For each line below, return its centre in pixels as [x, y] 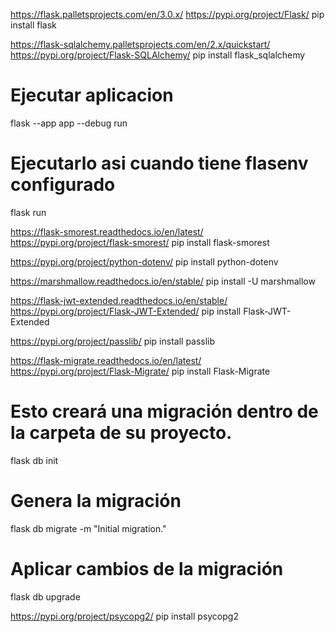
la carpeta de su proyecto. [121, 433]
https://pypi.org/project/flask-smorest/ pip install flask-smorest [140, 242]
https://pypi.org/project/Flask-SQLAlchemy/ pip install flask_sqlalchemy [158, 55]
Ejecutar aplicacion [92, 95]
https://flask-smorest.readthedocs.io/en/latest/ [107, 231]
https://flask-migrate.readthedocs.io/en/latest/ [106, 360]
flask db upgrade [45, 596]
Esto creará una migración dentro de [164, 411]
